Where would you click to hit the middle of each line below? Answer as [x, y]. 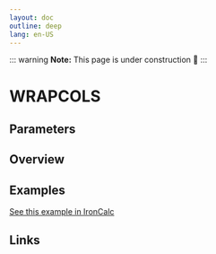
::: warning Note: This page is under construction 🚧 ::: [108, 60]
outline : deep [36, 26]
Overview [37, 159]
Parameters [43, 129]
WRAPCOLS [55, 96]
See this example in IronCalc [62, 212]
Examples [37, 190]
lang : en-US [31, 34]
